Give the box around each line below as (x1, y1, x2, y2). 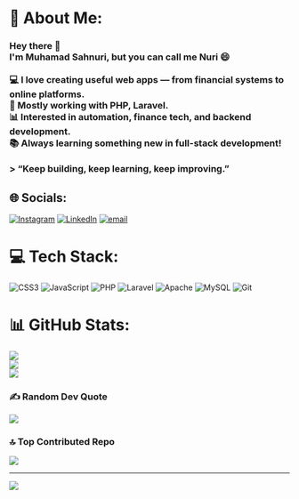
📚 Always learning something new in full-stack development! (9, 137, 282, 149)
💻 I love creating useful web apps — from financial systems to (9, 74, 285, 86)
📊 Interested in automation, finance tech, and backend (9, 111, 252, 124)
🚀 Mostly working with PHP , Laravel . (9, 100, 169, 112)
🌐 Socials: (9, 190, 68, 205)
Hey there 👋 (9, 40, 61, 52)
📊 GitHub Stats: (9, 315, 131, 335)
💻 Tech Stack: (9, 246, 119, 267)
